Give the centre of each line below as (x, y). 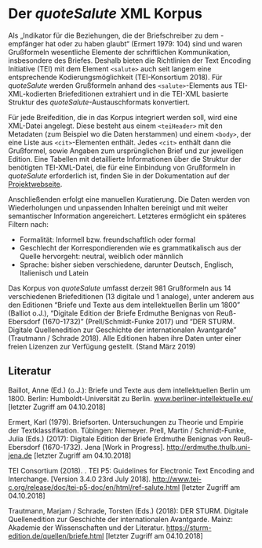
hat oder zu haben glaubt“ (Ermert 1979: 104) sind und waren (144, 43)
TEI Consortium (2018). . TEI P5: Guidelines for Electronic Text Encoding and (131, 470)
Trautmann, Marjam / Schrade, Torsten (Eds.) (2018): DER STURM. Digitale (128, 510)
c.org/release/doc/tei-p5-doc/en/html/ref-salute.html (94, 487)
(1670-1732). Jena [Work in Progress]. (104, 447)
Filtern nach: (28, 224)
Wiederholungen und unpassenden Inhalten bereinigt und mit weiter (118, 207)
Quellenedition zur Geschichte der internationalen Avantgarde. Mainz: (121, 519)
